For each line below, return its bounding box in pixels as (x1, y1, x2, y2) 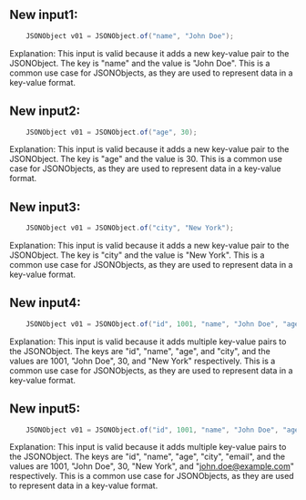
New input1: (9, 7, 78, 23)
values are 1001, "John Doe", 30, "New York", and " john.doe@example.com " (9, 461, 294, 472)
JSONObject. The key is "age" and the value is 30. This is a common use (9, 154, 282, 165)
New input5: (9, 401, 80, 417)
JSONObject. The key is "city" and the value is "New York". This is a (9, 250, 265, 260)
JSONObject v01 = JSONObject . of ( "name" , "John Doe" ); (25, 31, 234, 40)
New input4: (9, 295, 81, 311)
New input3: (9, 199, 81, 215)
